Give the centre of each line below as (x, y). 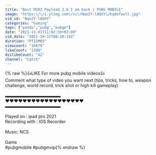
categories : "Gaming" (27, 23)
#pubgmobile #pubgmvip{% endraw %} (45, 147)
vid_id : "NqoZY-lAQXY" (28, 18)
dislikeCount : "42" (25, 55)
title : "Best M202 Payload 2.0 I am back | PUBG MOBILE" (64, 9)
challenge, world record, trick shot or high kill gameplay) (62, 86)
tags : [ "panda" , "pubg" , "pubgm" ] (38, 28)
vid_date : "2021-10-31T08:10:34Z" (40, 37)
